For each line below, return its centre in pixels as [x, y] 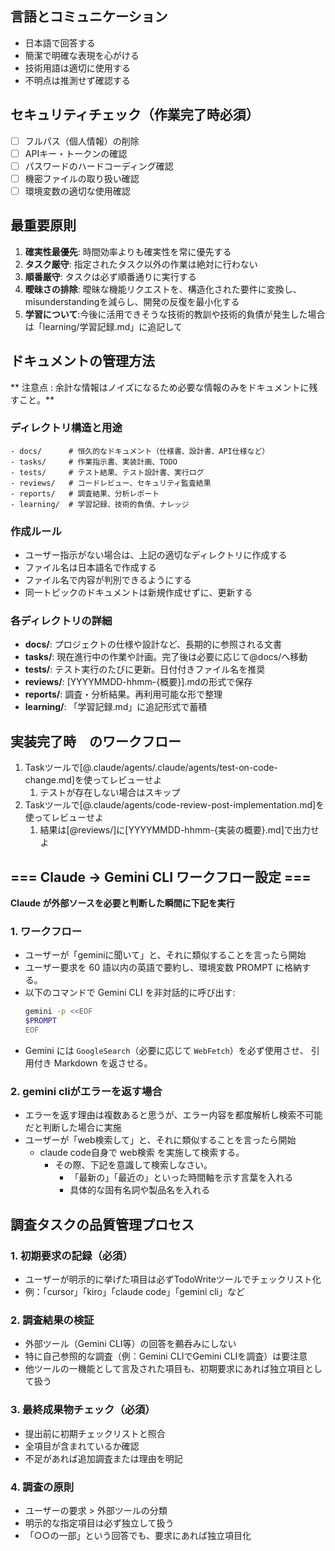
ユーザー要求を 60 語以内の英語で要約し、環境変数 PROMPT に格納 [163, 968]
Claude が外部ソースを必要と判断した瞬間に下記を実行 [122, 903]
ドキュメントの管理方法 [82, 361]
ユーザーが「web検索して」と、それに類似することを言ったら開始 [160, 1140]
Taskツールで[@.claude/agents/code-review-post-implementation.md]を [174, 805]
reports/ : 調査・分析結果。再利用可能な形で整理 [123, 694]
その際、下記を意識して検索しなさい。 [133, 1165]
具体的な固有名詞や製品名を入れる [140, 1190]
